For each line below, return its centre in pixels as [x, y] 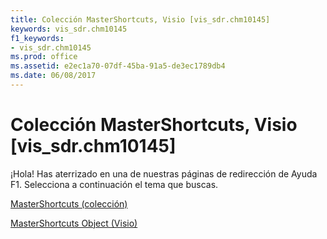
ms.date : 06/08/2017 [53, 76]
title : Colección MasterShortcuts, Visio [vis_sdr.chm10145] [140, 19]
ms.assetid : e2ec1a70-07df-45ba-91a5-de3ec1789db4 [118, 66]
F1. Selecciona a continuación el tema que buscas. [114, 184]
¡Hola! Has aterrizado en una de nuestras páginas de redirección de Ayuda [164, 173]
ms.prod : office [44, 57]
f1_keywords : [37, 38]
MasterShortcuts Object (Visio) [74, 223]
